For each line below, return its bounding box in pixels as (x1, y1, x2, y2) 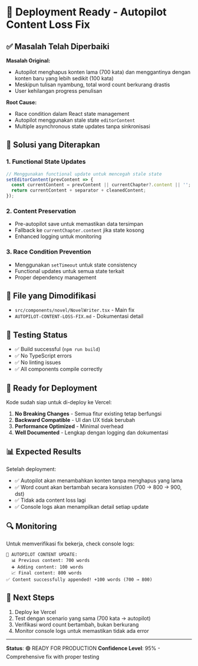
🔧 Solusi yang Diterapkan (6, 140, 100, 150)
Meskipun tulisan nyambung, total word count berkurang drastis (14, 81, 170, 88)
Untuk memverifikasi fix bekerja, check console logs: (6, 540, 134, 547)
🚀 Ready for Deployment (6, 383, 97, 393)
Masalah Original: (6, 57, 51, 64)
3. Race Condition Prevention (6, 248, 91, 256)
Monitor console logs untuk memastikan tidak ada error (14, 627, 149, 634)
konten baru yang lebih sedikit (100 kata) (14, 75, 114, 82)
